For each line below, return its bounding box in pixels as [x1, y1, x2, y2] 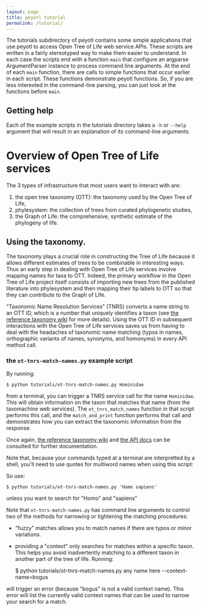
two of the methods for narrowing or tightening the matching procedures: [6, 513, 188, 520]
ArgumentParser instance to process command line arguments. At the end [6, 62, 191, 69]
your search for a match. [6, 598, 67, 606]
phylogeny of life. [14, 219, 59, 226]
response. [6, 424, 31, 432]
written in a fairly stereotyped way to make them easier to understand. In [6, 50, 187, 57]
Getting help [6, 105, 54, 115]
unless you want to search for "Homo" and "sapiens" [6, 494, 138, 502]
